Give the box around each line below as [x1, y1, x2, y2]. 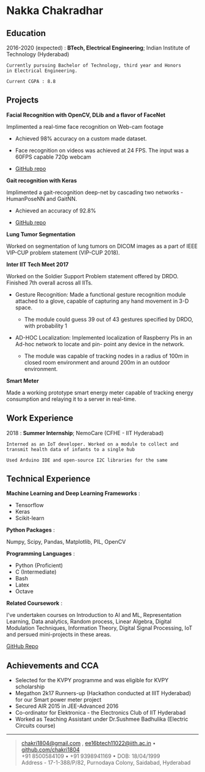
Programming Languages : [6, 550, 75, 557]
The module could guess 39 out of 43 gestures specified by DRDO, [24, 316, 193, 323]
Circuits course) [15, 722, 56, 729]
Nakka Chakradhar [6, 4, 104, 18]
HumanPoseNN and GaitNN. [6, 195, 77, 202]
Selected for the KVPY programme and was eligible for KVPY [15, 677, 169, 684]
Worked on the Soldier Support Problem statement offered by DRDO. [6, 272, 179, 280]
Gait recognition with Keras [6, 176, 77, 184]
